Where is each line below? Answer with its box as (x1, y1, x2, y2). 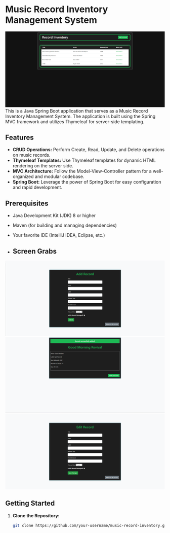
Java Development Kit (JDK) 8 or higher (12, 212, 96, 219)
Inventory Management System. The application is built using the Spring (5, 113, 156, 119)
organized (12, 173, 34, 180)
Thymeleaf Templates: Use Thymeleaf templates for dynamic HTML (12, 157, 156, 163)
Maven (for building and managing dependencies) (12, 222, 117, 229)
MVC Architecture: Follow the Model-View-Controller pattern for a (12, 168, 152, 174)
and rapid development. (12, 184, 62, 191)
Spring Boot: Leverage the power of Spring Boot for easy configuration (12, 179, 161, 185)
